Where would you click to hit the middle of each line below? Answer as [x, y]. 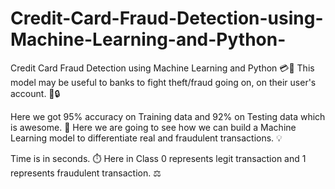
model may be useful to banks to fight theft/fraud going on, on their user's [163, 82]
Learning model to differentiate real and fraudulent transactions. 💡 [146, 138]
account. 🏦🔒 [35, 93]
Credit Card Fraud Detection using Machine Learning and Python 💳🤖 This [162, 68]
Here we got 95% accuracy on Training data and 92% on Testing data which [168, 116]
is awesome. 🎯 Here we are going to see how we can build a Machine [153, 127]
